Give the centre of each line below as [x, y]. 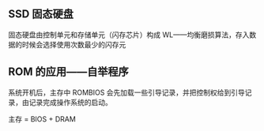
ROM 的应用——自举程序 [68, 72]
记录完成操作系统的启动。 [70, 102]
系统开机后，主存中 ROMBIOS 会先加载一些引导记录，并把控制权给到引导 [126, 92]
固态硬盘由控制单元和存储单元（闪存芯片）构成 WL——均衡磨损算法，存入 [129, 35]
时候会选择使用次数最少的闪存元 [74, 44]
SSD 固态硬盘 [41, 14]
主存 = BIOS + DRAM [42, 119]
